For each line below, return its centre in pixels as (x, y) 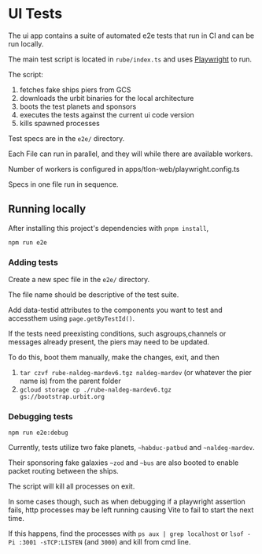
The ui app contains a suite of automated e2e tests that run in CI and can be (131, 35)
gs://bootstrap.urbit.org (62, 397)
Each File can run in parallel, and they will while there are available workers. (131, 154)
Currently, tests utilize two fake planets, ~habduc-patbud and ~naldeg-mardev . (131, 448)
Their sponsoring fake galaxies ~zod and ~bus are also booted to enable (124, 463)
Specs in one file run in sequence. (63, 184)
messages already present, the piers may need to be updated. (109, 342)
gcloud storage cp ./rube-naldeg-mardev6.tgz (95, 390)
